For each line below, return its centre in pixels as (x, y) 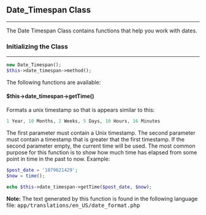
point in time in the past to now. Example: (58, 159)
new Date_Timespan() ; (34, 65)
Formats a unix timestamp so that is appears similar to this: (81, 110)
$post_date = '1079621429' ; (42, 170)
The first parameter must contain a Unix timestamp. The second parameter (101, 133)
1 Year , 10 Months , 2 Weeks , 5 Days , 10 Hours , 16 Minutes (83, 121)
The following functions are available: (54, 82)
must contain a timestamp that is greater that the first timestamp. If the (96, 139)
